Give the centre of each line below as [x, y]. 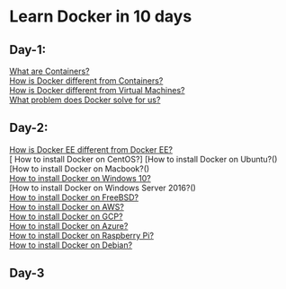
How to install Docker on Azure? [69, 225]
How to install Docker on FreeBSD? [74, 197]
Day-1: [28, 50]
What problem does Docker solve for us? [85, 100]
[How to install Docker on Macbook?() [80, 169]
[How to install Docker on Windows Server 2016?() [103, 188]
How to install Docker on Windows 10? [80, 178]
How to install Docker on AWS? [67, 206]
